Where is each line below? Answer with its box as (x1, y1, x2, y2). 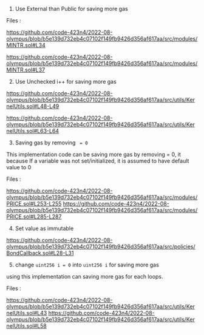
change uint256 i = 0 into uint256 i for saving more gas (15, 261, 159, 268)
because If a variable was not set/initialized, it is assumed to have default (6, 157, 189, 164)
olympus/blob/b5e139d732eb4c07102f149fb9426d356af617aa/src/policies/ (6, 243, 195, 250)
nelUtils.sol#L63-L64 (6, 127, 59, 134)
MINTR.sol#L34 (6, 42, 46, 49)
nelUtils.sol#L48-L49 (6, 103, 59, 110)
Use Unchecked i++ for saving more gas (15, 78, 117, 85)
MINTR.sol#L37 (6, 66, 46, 73)
